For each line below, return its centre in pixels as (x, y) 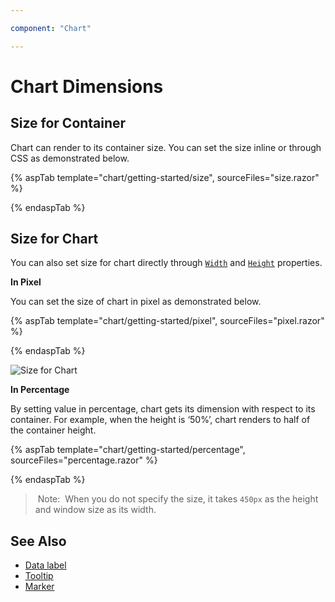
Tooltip (39, 576)
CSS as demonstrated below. (70, 158)
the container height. (53, 430)
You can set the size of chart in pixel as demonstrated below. (136, 302)
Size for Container (68, 123)
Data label (45, 565)
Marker (39, 587)
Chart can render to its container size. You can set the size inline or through (166, 147)
